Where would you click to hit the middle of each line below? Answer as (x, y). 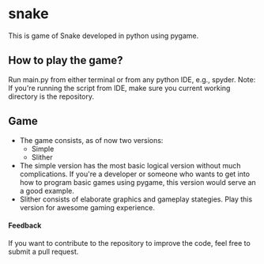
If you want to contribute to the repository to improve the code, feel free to (129, 243)
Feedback (25, 225)
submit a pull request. (43, 251)
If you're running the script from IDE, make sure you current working (119, 88)
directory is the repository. (51, 96)
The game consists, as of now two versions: (91, 140)
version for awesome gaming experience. (87, 207)
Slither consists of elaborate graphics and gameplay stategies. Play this (136, 199)
